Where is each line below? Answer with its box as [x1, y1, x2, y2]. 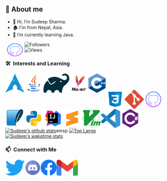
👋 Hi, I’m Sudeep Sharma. [12, 18, 67, 24]
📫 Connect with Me [5, 146, 57, 153]
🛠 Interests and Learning [5, 59, 70, 67]
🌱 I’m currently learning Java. [12, 32, 75, 38]
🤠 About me [5, 5, 43, 14]
